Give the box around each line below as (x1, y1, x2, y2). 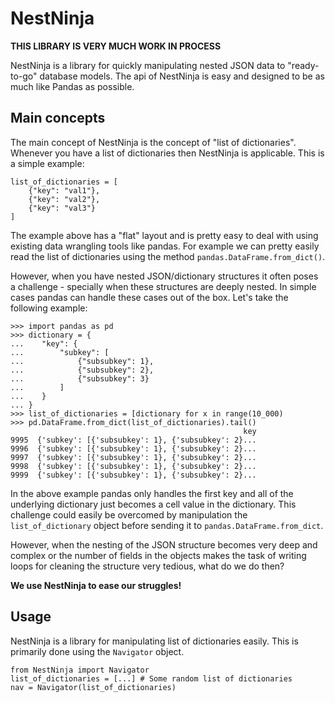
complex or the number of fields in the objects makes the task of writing (10, 549, 307, 561)
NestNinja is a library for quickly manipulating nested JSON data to (10, 59, 286, 71)
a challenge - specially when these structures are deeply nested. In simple (10, 280, 317, 292)
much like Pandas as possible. (10, 80, 135, 92)
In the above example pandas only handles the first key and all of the (10, 487, 294, 499)
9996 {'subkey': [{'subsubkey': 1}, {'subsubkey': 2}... (10, 443, 257, 454)
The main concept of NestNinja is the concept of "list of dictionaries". (10, 136, 297, 148)
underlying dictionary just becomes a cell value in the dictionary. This (10, 498, 297, 510)
